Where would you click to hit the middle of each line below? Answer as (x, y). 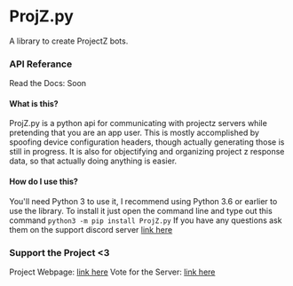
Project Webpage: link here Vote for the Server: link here (112, 272)
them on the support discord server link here (91, 229)
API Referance (41, 64)
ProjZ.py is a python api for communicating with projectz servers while (139, 123)
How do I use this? (44, 182)
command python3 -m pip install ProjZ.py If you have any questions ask (146, 220)
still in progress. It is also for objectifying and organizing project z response (147, 152)
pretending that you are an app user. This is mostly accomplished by (135, 133)
